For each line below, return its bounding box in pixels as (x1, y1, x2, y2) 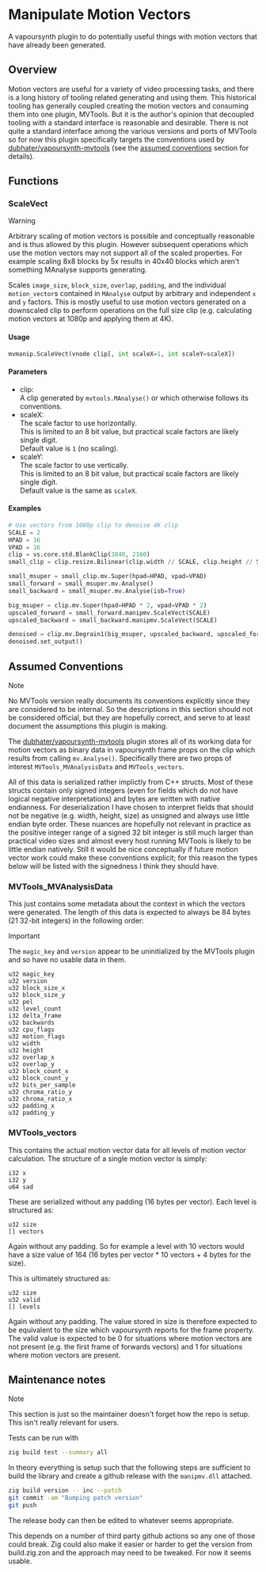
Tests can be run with (8, 1433, 79, 1443)
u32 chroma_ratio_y (8, 1088, 73, 1096)
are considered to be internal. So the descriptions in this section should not (8, 704, 253, 714)
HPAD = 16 (8, 536, 41, 544)
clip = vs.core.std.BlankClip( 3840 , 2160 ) (8, 550, 150, 559)
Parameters (8, 367, 47, 377)
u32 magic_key (8, 970, 55, 979)
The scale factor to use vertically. (19, 460, 129, 470)
